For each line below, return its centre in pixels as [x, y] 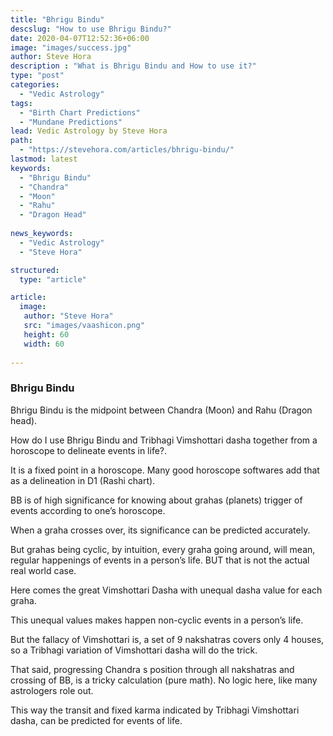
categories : [35, 85]
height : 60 [46, 334]
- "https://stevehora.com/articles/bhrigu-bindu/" [127, 150]
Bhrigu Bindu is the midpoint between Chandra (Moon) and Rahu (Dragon [161, 410]
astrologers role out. [52, 690]
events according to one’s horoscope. [88, 510]
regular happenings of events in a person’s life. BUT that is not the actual [160, 560]
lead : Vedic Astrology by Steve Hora [89, 131]
